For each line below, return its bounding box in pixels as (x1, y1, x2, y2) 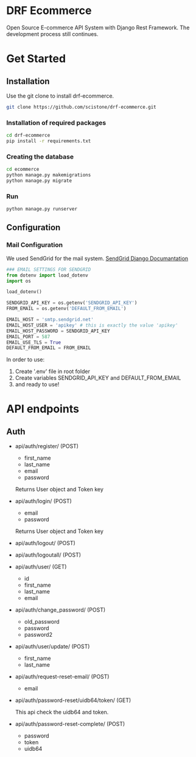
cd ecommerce (6, 166, 40, 173)
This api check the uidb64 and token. (15, 709, 109, 716)
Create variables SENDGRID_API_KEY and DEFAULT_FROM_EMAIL (15, 374, 181, 382)
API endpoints (6, 402, 79, 416)
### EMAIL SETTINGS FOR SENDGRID (6, 266, 91, 272)
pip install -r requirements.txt (6, 138, 91, 144)
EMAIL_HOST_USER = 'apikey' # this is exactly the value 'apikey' (6, 322, 178, 328)
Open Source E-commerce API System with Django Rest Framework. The (6, 24, 190, 31)
